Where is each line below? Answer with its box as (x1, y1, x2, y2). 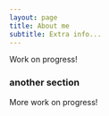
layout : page (9, 12, 58, 22)
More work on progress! (9, 96, 98, 107)
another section (9, 77, 80, 89)
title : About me (9, 21, 70, 30)
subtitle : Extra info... (9, 29, 102, 38)
